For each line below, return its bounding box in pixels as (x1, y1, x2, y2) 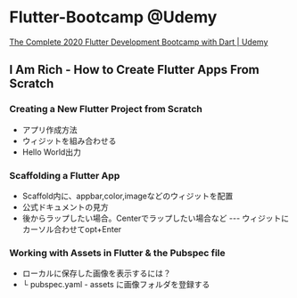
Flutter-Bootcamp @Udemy (9, 7, 218, 28)
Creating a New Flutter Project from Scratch (9, 103, 202, 116)
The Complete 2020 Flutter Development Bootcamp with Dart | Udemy (9, 36, 268, 47)
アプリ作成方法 (21, 124, 78, 135)
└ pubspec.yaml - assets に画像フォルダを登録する (21, 279, 210, 290)
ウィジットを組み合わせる (21, 135, 117, 146)
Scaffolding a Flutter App (9, 169, 120, 181)
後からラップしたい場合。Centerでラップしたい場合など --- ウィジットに (21, 213, 290, 223)
